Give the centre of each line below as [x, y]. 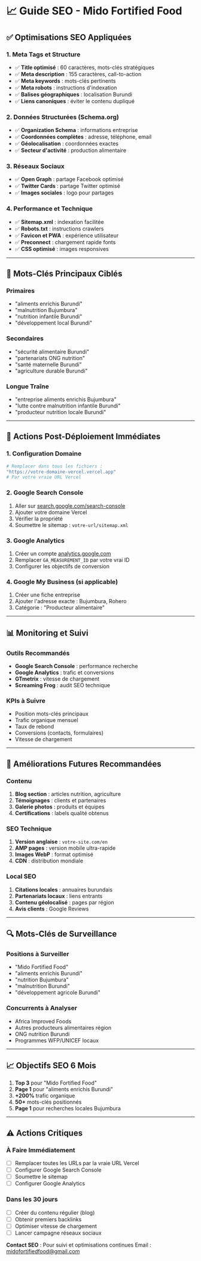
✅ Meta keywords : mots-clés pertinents [65, 80]
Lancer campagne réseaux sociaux [58, 1233]
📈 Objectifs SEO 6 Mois [51, 1065]
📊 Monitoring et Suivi [47, 633]
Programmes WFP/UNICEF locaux [57, 1040]
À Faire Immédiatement [41, 1150]
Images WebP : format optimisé [54, 855]
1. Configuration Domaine [44, 454]
